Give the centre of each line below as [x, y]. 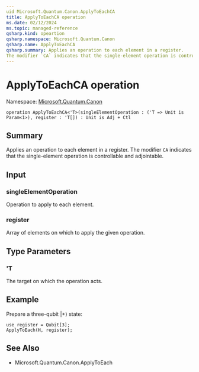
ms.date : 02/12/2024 [32, 23]
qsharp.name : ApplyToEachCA [41, 45]
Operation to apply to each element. [50, 204]
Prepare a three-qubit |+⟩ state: [44, 314]
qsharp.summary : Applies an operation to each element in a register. [95, 50]
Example [23, 300]
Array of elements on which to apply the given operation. [76, 233]
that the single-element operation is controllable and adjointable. [85, 156]
